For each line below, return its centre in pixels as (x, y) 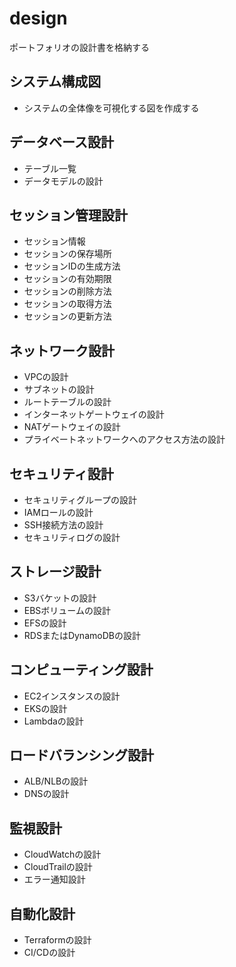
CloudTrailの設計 (58, 867)
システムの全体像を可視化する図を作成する (111, 108)
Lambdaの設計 (53, 721)
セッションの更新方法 (67, 316)
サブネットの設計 (59, 389)
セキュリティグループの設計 (80, 500)
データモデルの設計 (63, 181)
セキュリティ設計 (61, 473)
